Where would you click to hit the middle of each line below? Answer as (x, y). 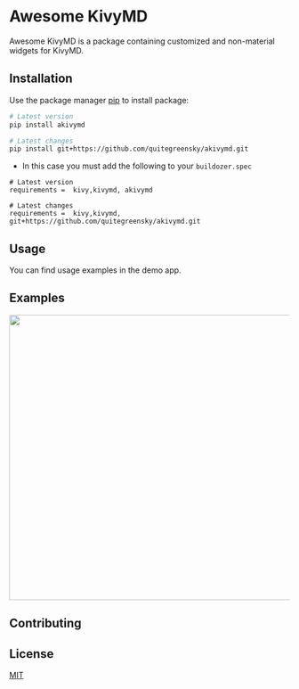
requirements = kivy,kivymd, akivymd (81, 190)
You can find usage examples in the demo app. (95, 270)
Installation (41, 79)
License (32, 654)
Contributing (45, 623)
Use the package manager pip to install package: (99, 100)
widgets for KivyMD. (47, 50)
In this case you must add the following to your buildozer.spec (137, 166)
